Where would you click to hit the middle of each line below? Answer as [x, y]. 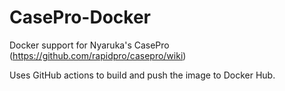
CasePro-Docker [80, 17]
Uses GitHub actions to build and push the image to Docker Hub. [142, 75]
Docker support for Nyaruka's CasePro [89, 45]
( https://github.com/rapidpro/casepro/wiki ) [98, 55]
